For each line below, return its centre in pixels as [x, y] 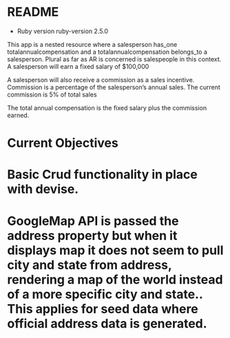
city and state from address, [90, 265]
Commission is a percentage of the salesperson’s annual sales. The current [114, 87]
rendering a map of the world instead [115, 279]
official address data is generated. [107, 323]
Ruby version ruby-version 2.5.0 [63, 31]
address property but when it [92, 236]
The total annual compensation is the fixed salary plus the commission [107, 108]
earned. [18, 115]
